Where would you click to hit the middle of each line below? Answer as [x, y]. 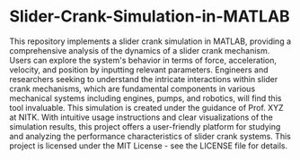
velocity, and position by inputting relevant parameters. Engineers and [139, 70]
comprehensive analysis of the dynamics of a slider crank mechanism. [140, 50]
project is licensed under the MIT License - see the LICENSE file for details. [149, 146]
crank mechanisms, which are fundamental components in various [132, 88]
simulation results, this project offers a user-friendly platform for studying [145, 126]
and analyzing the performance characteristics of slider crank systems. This [150, 136]
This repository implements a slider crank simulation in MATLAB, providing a [150, 41]
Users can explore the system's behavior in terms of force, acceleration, [143, 60]
